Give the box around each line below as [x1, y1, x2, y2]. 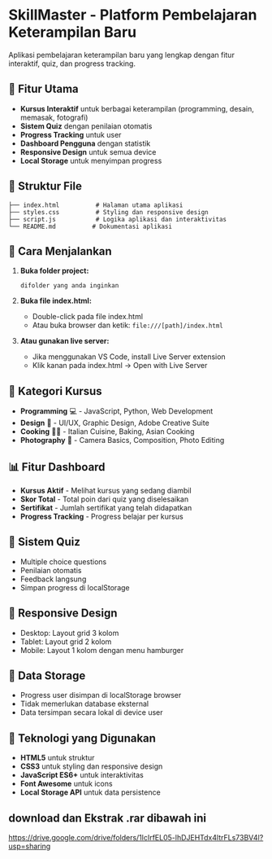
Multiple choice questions [19, 556, 107, 567]
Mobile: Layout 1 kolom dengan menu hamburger [19, 645, 184, 655]
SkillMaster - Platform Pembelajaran [8, 6, 257, 24]
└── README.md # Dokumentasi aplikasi [8, 222, 173, 230]
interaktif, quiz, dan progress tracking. [8, 59, 136, 68]
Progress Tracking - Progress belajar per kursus [19, 511, 184, 521]
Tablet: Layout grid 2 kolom [19, 637, 112, 646]
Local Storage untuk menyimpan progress [19, 156, 162, 165]
